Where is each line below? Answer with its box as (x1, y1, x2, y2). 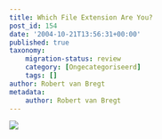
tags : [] (25, 71, 58, 80)
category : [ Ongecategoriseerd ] (25, 63, 142, 72)
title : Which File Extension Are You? (9, 12, 153, 22)
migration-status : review (25, 54, 122, 63)
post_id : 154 (9, 21, 58, 30)
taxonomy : (9, 46, 46, 55)
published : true (9, 37, 69, 47)
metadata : (9, 87, 46, 96)
